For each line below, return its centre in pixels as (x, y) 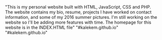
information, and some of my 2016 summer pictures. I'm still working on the (81, 17)
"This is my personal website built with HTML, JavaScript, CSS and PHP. (78, 7)
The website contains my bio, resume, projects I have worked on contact (78, 12)
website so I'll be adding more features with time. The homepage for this (78, 22)
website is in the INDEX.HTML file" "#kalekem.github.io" (62, 27)
